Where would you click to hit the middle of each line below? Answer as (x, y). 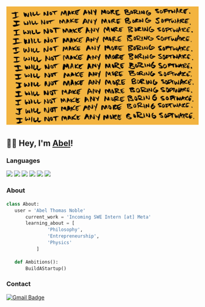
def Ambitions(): (37, 262)
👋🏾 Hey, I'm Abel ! (40, 143)
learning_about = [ (50, 223)
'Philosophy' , (65, 230)
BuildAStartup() (46, 269)
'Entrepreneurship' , (73, 236)
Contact (19, 284)
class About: (23, 204)
